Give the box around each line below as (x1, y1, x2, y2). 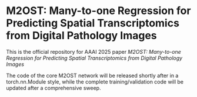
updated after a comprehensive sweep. (6, 84, 101, 91)
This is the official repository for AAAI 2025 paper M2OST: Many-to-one (6, 48, 181, 55)
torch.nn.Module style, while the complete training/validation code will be (6, 78, 184, 85)
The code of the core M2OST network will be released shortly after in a (6, 72, 179, 79)
